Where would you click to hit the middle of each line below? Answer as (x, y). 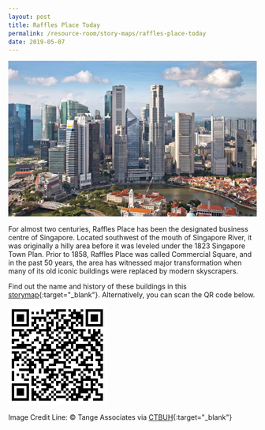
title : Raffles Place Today (54, 25)
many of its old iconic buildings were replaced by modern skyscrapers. (123, 271)
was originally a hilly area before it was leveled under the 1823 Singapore (127, 246)
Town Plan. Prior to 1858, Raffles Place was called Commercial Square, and (130, 255)
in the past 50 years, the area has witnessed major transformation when (125, 263)
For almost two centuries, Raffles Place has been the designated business (128, 229)
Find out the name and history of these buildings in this (97, 287)
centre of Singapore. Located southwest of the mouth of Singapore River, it (130, 238)
